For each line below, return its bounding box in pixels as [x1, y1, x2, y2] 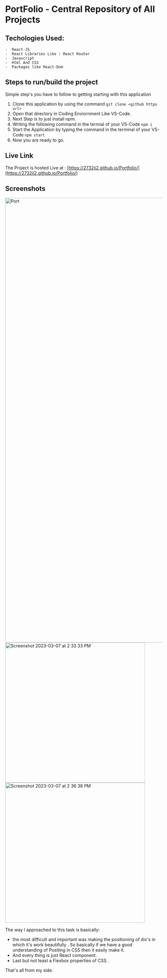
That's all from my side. [5, 968, 54, 974]
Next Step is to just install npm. [12, 116, 76, 122]
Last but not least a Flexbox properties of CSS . [12, 958, 109, 964]
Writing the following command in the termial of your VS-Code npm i [12, 121, 153, 127]
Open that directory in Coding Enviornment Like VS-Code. [12, 111, 132, 117]
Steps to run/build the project [5, 78, 98, 87]
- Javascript [5, 56, 35, 61]
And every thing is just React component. [12, 953, 97, 959]
